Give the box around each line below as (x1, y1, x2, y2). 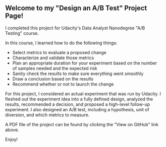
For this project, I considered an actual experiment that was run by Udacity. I (5, 90, 161, 96)
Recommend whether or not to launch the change (12, 81, 114, 87)
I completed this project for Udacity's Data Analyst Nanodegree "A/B (5, 25, 145, 31)
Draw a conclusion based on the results (12, 75, 94, 81)
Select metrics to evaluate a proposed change (12, 49, 107, 55)
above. (5, 127, 19, 133)
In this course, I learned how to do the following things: (5, 40, 117, 46)
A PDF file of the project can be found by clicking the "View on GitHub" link (5, 121, 159, 127)
